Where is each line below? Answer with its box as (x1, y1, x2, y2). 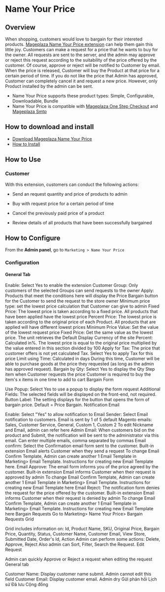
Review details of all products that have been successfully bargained (12, 219, 152, 225)
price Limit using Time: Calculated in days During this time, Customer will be (5, 356, 160, 362)
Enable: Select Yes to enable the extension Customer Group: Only (5, 282, 138, 288)
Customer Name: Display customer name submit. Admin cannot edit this (5, 571, 152, 577)
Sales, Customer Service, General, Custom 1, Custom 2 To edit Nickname (5, 422, 154, 428)
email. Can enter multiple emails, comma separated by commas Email (5, 438, 146, 444)
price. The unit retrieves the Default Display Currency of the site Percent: (5, 335, 153, 341)
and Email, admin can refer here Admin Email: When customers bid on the (5, 427, 155, 433)
